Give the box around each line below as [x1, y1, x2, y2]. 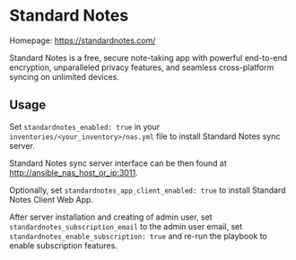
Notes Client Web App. [9, 194, 94, 204]
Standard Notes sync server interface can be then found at [9, 158, 227, 169]
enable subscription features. [9, 239, 118, 251]
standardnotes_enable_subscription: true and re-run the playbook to [9, 230, 267, 241]
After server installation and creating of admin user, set [9, 212, 213, 222]
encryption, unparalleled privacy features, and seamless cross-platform [9, 62, 274, 73]
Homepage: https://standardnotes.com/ [9, 35, 156, 46]
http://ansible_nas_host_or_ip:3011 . [9, 167, 138, 178]
